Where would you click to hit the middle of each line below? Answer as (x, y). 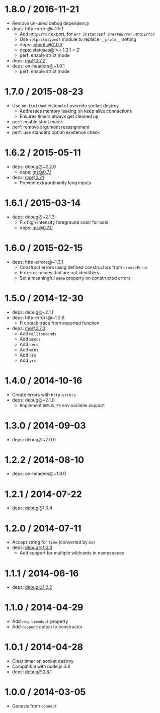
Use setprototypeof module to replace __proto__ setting (78, 39)
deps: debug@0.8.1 (32, 672)
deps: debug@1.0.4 (32, 508)
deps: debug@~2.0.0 (34, 439)
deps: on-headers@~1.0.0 (39, 473)
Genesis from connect (34, 706)
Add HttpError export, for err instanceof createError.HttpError (87, 34)
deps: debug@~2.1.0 (33, 400)
